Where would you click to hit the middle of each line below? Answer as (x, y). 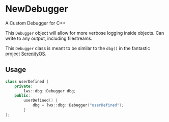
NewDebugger (37, 9)
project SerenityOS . (26, 54)
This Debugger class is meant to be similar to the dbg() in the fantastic (78, 48)
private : (24, 86)
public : (22, 96)
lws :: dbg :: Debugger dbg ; (50, 91)
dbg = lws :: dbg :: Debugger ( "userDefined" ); (78, 105)
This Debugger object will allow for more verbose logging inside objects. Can (85, 33)
